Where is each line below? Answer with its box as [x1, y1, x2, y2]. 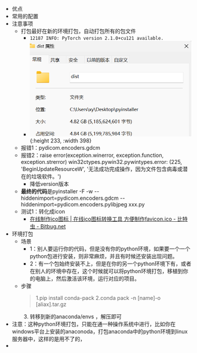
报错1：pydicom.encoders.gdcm [20, 144, 100, 151]
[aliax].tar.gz [35, 301, 67, 308]
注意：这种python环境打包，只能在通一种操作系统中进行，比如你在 [11, 320, 176, 327]
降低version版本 [29, 180, 69, 187]
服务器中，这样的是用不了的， [11, 335, 85, 342]
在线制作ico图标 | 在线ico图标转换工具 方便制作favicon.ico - [29, 215, 176, 222]
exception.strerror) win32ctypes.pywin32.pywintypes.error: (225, [20, 158, 182, 165]
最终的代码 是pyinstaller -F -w [20, 187, 94, 195]
